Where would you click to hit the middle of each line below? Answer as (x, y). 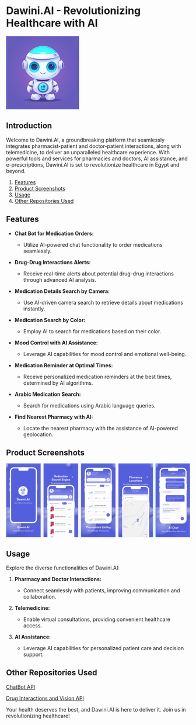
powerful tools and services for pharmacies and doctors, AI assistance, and (97, 158)
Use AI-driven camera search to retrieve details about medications (103, 302)
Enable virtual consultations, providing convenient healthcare (97, 619)
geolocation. (38, 434)
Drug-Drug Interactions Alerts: (52, 262)
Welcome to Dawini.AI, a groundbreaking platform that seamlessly (85, 140)
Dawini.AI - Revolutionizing (73, 11)
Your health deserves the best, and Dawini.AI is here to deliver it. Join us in (96, 709)
